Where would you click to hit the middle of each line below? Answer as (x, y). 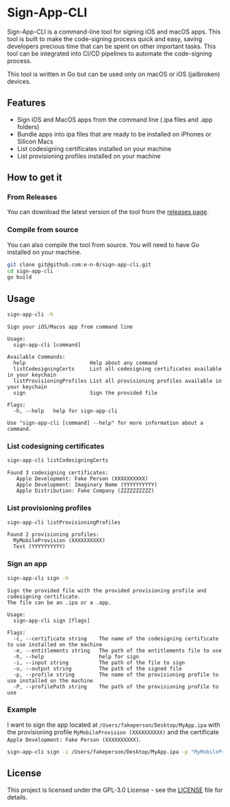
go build (20, 277)
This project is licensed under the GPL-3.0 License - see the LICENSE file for (115, 790)
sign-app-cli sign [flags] (52, 620)
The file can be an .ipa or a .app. (59, 603)
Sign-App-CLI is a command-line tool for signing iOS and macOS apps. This (114, 32)
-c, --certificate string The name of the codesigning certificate (116, 639)
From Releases (32, 197)
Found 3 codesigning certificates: (58, 473)
